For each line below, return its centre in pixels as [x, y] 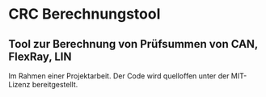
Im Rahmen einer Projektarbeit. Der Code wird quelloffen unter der [119, 76]
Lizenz [19, 84]
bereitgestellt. [55, 84]
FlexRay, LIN [40, 56]
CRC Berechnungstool [84, 14]
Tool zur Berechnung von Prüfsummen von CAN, [133, 44]
